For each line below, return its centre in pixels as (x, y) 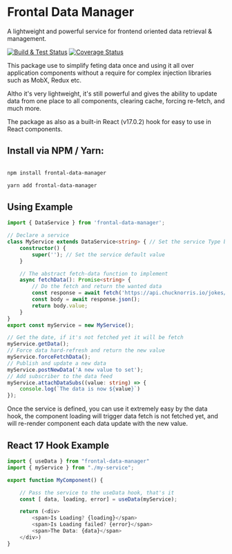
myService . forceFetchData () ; (49, 357)
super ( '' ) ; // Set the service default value (99, 254)
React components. (35, 129)
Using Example (40, 207)
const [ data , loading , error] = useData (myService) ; (98, 499)
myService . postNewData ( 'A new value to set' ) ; (75, 370)
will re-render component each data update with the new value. (98, 424)
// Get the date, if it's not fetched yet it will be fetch (96, 338)
